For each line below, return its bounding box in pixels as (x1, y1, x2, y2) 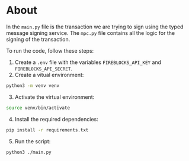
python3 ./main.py (6, 149, 52, 155)
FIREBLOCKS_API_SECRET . (14, 65, 73, 72)
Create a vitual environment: (14, 71, 84, 78)
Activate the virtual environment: (14, 93, 95, 101)
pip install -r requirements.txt (6, 127, 89, 133)
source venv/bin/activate (6, 105, 70, 111)
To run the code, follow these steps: (6, 47, 94, 54)
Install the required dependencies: (14, 115, 99, 123)
